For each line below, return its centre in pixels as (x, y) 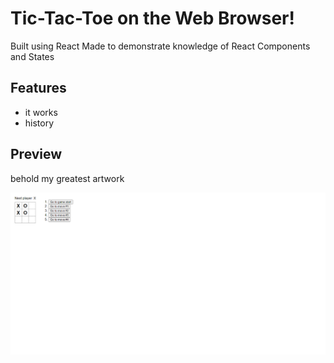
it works (41, 112)
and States (32, 56)
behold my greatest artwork (67, 178)
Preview (36, 154)
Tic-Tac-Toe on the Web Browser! (152, 18)
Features (38, 88)
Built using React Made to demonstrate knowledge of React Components (160, 46)
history (39, 123)
